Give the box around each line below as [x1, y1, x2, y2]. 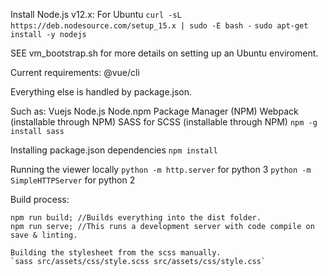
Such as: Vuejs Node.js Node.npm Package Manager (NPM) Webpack [10, 105, 299, 117]
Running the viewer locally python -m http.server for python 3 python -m [10, 164, 312, 175]
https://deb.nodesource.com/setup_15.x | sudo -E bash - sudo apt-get [10, 21, 309, 31]
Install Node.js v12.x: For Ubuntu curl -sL [10, 9, 182, 20]
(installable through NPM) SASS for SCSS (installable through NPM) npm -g [10, 116, 318, 128]
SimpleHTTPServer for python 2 [10, 174, 136, 186]
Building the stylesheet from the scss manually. [10, 248, 222, 258]
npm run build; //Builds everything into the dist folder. [10, 213, 262, 223]
